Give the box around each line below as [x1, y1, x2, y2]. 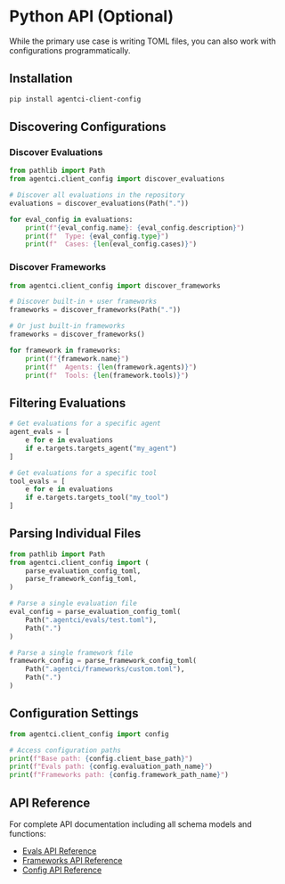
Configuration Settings [9, 706, 140, 721]
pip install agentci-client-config [9, 94, 142, 103]
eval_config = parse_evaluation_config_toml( [9, 608, 181, 617]
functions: [9, 828, 46, 839]
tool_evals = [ [9, 477, 66, 486]
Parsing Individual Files [9, 526, 142, 541]
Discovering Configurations [9, 119, 167, 135]
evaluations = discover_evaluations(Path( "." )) [9, 199, 190, 208]
